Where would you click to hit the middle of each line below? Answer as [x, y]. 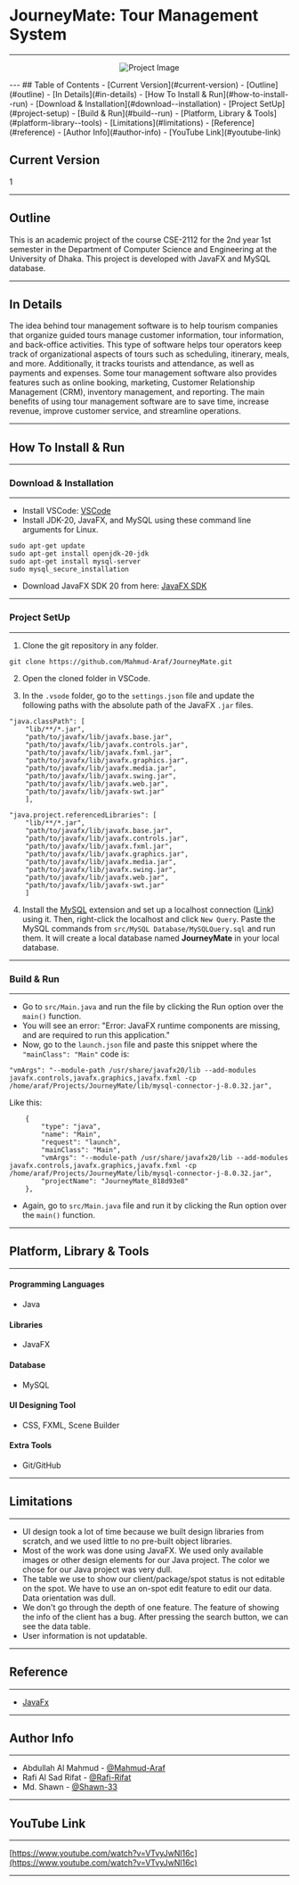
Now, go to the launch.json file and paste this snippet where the [140, 1045]
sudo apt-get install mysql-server [75, 562]
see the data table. [56, 1626]
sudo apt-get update [48, 546]
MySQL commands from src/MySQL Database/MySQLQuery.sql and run [149, 928]
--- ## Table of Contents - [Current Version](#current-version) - [127, 85]
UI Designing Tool [43, 1405]
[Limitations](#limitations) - [160, 122]
